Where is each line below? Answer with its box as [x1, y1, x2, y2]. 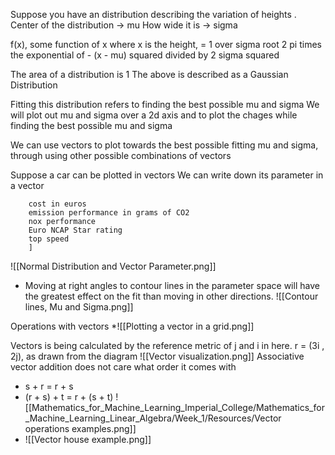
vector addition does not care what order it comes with [10, 361, 237, 373]
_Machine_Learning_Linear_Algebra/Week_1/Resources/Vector [24, 412, 282, 424]
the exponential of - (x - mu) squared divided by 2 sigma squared [10, 49, 280, 61]
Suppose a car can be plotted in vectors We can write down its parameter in [10, 169, 324, 181]
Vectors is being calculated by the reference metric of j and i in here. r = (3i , [10, 340, 325, 351]
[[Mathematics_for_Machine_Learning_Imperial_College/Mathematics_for [24, 402, 325, 413]
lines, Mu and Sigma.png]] [24, 301, 134, 313]
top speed [28, 234, 70, 244]
